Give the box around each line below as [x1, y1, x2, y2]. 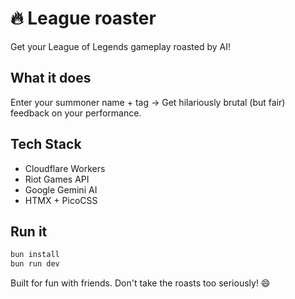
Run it [10, 223, 48, 240]
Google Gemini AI [24, 183, 98, 196]
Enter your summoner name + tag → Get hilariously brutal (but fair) [10, 96, 286, 108]
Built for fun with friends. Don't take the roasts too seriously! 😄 [10, 277, 271, 289]
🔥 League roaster [10, 7, 157, 30]
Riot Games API [24, 173, 90, 185]
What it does [10, 70, 92, 87]
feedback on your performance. [10, 107, 142, 119]
